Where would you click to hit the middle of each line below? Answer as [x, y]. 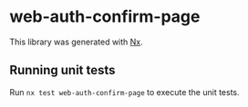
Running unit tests [62, 70]
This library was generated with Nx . [76, 42]
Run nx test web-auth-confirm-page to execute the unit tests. [124, 92]
